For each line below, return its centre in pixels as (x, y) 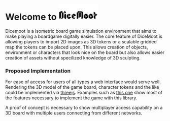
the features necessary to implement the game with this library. (71, 98)
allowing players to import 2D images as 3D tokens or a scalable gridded (81, 41)
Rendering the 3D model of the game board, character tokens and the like (82, 87)
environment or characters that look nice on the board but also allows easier (85, 52)
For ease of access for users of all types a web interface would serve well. (83, 82)
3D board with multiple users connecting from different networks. (74, 113)
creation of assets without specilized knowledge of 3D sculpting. (73, 57)
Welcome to (31, 17)
